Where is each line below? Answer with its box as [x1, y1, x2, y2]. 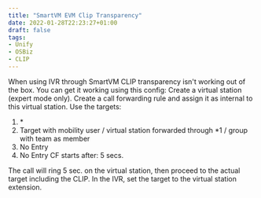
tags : [8, 33, 26, 42]
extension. [8, 182, 42, 192]
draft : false [8, 26, 51, 34]
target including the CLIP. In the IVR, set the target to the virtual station [8, 174, 237, 183]
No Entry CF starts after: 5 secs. [19, 150, 124, 159]
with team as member [19, 134, 90, 143]
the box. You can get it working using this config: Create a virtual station [8, 85, 242, 94]
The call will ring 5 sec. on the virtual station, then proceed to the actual [8, 166, 241, 175]
